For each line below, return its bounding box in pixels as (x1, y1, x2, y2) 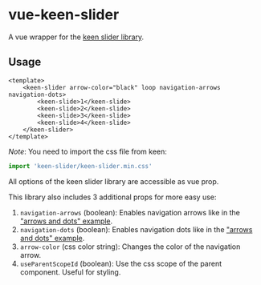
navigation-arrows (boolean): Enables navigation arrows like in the (19, 207, 241, 217)
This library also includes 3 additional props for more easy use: (8, 192, 217, 202)
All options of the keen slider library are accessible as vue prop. (8, 176, 219, 186)
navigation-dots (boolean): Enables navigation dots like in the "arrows (19, 224, 253, 234)
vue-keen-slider (8, 6, 120, 24)
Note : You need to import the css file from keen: (8, 147, 167, 156)
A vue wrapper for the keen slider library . (8, 32, 145, 42)
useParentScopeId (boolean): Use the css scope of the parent (19, 259, 222, 268)
